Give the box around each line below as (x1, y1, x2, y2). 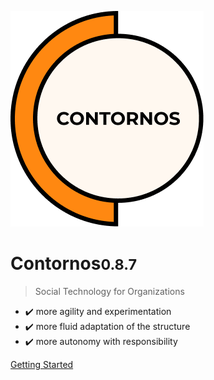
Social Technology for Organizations (34, 285, 185, 297)
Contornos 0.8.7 (10, 252, 138, 275)
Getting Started (10, 358, 74, 370)
